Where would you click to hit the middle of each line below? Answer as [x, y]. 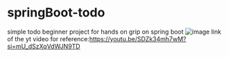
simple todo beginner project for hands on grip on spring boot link [114, 32]
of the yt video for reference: [49, 38]
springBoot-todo [56, 13]
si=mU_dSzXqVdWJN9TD [44, 46]
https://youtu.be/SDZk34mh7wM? [138, 38]
